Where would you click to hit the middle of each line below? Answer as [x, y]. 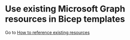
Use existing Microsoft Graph [65, 9]
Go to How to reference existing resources [47, 32]
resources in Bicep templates [65, 19]
